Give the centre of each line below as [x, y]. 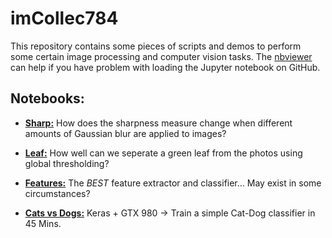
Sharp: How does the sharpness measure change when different [158, 123]
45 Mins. [43, 223]
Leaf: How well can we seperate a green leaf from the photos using [163, 153]
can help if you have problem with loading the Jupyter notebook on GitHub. [165, 67]
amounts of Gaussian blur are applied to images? [125, 133]
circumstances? [57, 193]
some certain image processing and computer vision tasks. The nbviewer [161, 56]
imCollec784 [64, 18]
